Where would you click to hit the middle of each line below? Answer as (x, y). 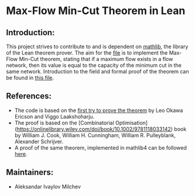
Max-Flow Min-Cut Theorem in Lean (96, 11)
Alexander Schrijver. (39, 141)
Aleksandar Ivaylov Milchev (47, 187)
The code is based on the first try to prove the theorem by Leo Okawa (99, 110)
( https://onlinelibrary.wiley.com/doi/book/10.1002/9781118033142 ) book (100, 129)
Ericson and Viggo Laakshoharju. (54, 116)
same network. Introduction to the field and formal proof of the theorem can (97, 71)
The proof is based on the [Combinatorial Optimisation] (81, 123)
